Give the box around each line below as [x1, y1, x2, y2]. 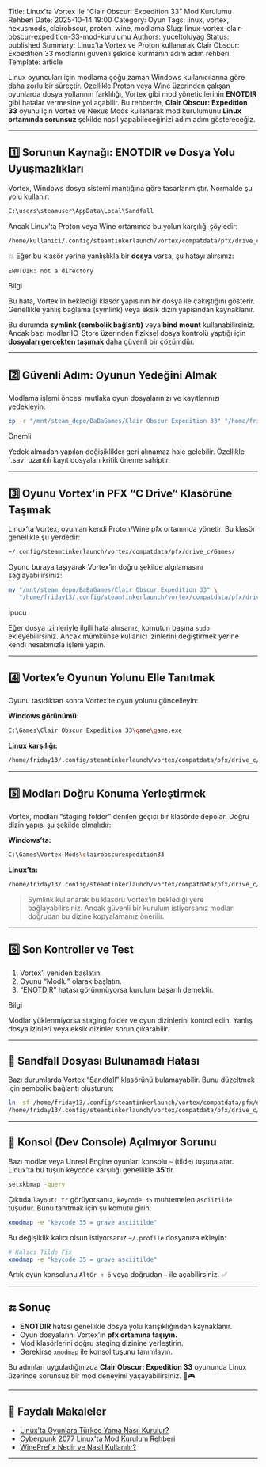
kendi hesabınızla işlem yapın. [8, 639, 106, 649]
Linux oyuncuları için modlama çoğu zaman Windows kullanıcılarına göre [8, 73, 245, 82]
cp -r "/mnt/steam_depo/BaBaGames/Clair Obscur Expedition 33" [8, 417, 222, 425]
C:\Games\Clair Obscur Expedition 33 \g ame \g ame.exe [8, 726, 182, 735]
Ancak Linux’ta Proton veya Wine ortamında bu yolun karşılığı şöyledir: [8, 221, 238, 231]
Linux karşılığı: [8, 741, 58, 751]
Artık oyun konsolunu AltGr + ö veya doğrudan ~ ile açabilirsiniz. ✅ [8, 1270, 228, 1279]
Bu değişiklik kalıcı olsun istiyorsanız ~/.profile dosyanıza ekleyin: [8, 1233, 227, 1242]
